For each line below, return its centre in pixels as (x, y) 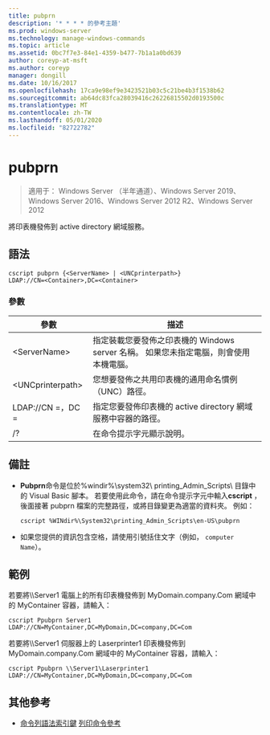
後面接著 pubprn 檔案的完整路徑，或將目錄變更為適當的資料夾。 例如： (137, 505)
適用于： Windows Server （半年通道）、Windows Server (121, 190)
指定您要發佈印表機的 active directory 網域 (173, 406)
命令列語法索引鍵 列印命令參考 (70, 723)
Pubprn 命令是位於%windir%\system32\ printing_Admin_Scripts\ (126, 485)
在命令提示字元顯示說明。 (141, 433)
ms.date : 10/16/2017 (43, 83)
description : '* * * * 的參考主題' (65, 23)
